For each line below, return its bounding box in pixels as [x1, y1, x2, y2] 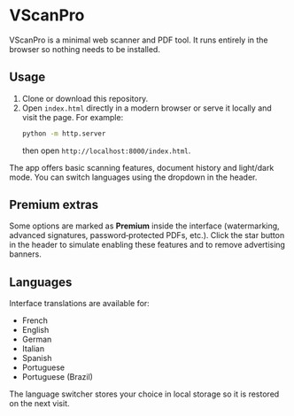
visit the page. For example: [21, 112, 124, 122]
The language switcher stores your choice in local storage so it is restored [9, 389, 280, 399]
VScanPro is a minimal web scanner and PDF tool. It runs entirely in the [9, 35, 268, 45]
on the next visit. [9, 398, 70, 409]
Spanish [21, 353, 52, 364]
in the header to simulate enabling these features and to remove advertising [9, 240, 286, 250]
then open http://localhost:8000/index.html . [21, 145, 191, 156]
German [21, 334, 52, 345]
